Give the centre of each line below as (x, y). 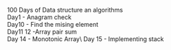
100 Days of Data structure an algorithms (65, 10)
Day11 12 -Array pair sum (42, 32)
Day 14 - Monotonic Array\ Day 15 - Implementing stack (85, 39)
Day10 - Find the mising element (53, 24)
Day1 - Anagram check (39, 17)
